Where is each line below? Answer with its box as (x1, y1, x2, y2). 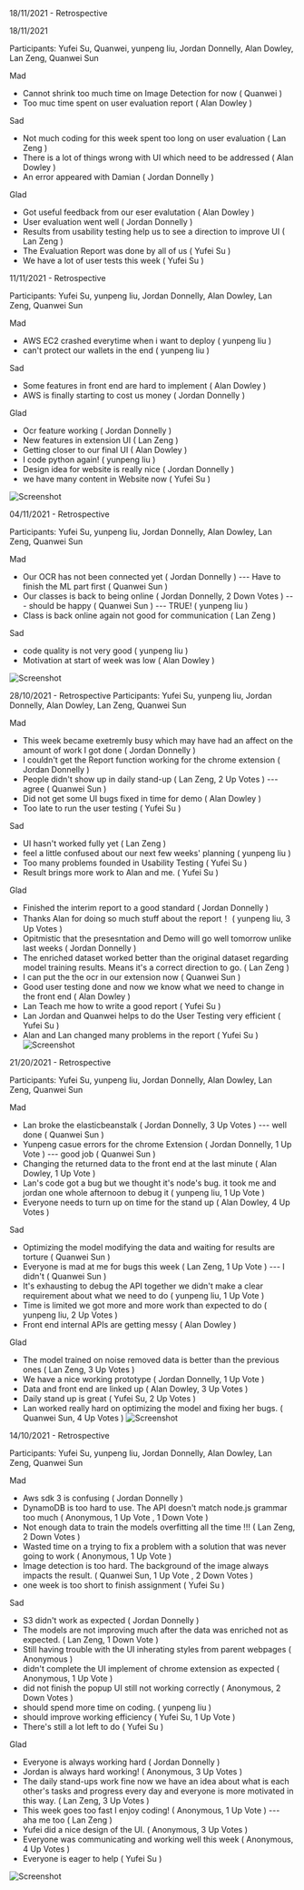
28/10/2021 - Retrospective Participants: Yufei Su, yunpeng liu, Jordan (9, 691, 272, 701)
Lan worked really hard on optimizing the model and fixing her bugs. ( (22, 1403, 283, 1413)
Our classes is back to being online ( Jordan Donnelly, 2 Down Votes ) (22, 591, 284, 601)
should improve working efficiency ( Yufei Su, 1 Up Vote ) (22, 1712, 236, 1723)
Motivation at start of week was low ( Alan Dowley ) (22, 655, 215, 665)
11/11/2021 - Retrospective (9, 273, 106, 283)
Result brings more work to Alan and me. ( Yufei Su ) (22, 867, 220, 877)
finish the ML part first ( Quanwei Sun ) (22, 581, 168, 591)
